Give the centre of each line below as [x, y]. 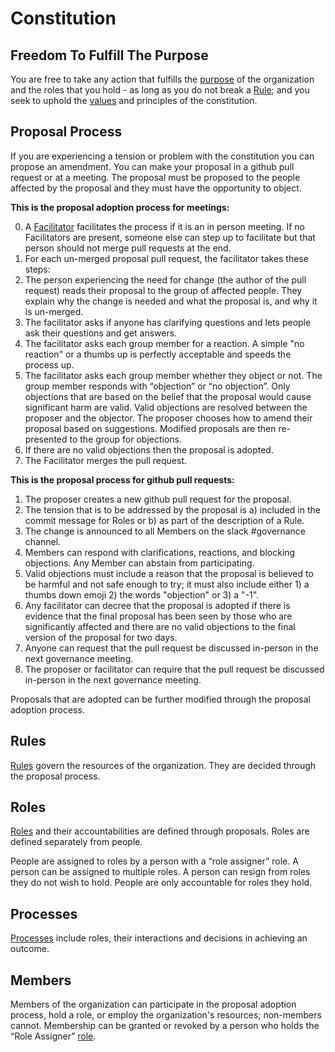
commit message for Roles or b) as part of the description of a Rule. [164, 520]
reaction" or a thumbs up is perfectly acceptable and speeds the [158, 354]
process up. [49, 364]
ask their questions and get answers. [101, 333]
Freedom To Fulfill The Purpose [109, 55]
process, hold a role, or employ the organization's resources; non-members [166, 1015]
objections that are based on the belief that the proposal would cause [168, 396]
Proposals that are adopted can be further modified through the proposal [160, 699]
